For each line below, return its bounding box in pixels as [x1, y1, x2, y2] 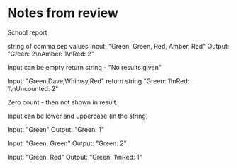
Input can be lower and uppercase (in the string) [7, 112, 149, 120]
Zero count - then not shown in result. [7, 97, 118, 107]
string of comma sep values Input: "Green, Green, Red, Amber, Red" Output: [7, 42, 230, 50]
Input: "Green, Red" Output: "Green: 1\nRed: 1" [7, 152, 143, 161]
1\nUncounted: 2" [7, 84, 59, 92]
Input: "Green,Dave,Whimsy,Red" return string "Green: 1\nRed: [7, 76, 190, 85]
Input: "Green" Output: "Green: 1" [7, 125, 105, 133]
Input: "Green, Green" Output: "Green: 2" [7, 139, 128, 148]
